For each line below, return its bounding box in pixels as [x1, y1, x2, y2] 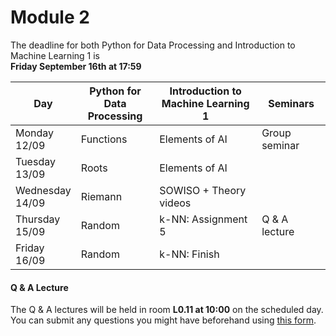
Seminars [268, 96, 315, 110]
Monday [15, 126, 55, 140]
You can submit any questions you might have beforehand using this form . [10, 314, 317, 326]
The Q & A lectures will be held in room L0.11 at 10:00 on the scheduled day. [10, 304, 324, 316]
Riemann [80, 189, 123, 203]
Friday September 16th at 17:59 [10, 60, 142, 72]
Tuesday [15, 154, 56, 168]
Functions [80, 132, 128, 146]
